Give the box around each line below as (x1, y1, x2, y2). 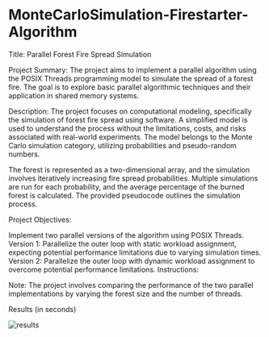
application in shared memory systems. (8, 90, 140, 100)
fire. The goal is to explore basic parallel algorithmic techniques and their (8, 82, 251, 92)
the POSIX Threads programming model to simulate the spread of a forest (8, 73, 254, 83)
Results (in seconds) (8, 304, 77, 314)
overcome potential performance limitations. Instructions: (8, 264, 200, 274)
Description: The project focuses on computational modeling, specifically (8, 106, 252, 116)
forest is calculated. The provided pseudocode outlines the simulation (8, 190, 241, 200)
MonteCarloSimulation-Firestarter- (8, 6, 249, 24)
